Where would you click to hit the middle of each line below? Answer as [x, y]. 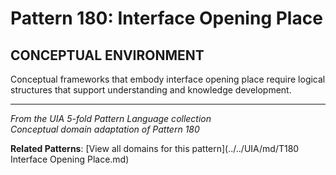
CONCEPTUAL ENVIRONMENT [107, 55]
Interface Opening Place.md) [70, 159]
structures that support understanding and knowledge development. [151, 90]
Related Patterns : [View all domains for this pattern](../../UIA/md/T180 [155, 148]
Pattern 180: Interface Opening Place [166, 18]
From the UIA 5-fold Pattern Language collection [111, 118]
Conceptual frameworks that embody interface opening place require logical [168, 79]
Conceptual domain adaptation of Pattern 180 [105, 129]
